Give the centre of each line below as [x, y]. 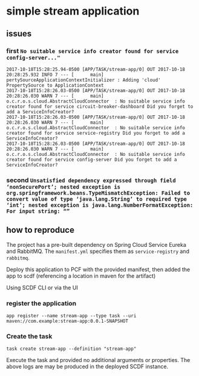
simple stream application [73, 11]
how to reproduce [40, 230]
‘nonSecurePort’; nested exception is [64, 187]
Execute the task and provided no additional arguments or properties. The [98, 360]
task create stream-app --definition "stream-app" [71, 349]
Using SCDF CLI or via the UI [42, 287]
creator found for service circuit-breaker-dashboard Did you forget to [100, 106]
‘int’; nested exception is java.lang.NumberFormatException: [100, 205]
